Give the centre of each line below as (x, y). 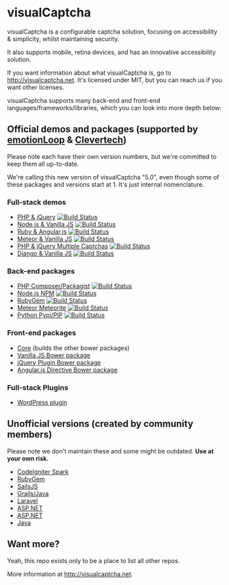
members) (30, 435)
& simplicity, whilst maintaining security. (63, 38)
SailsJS (27, 486)
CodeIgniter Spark (43, 471)
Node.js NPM (36, 293)
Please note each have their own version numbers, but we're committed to (112, 156)
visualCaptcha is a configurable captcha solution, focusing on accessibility (112, 32)
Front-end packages (42, 333)
